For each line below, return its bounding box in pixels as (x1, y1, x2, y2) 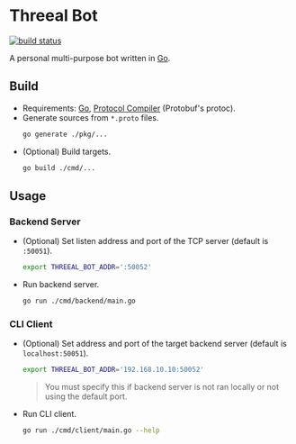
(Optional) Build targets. (22, 146, 112, 157)
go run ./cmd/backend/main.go (22, 296, 137, 306)
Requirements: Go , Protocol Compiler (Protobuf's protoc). (22, 103, 236, 113)
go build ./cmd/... (22, 163, 96, 172)
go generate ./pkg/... (22, 130, 108, 139)
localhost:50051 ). (22, 348, 89, 358)
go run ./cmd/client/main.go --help (22, 426, 160, 435)
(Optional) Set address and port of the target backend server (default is (22, 339, 288, 349)
